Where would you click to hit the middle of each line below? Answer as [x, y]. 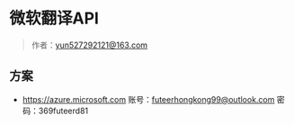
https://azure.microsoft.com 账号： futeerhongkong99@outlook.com [148, 99]
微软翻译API [54, 18]
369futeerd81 [63, 111]
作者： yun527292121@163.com [89, 45]
